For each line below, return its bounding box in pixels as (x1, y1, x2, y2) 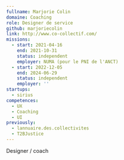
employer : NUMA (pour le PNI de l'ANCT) (17, 59, 119, 64)
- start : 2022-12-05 (11, 64, 63, 70)
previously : (6, 120, 36, 126)
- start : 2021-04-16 (11, 42, 63, 48)
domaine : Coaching (6, 14, 52, 20)
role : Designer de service (6, 20, 73, 26)
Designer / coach (6, 147, 49, 154)
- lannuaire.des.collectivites (11, 125, 89, 131)
